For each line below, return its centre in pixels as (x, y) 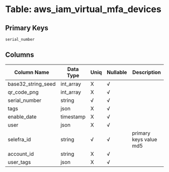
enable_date (22, 117)
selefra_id (19, 139)
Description (147, 72)
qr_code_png (23, 92)
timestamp (73, 117)
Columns (20, 55)
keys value (145, 139)
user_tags (19, 162)
